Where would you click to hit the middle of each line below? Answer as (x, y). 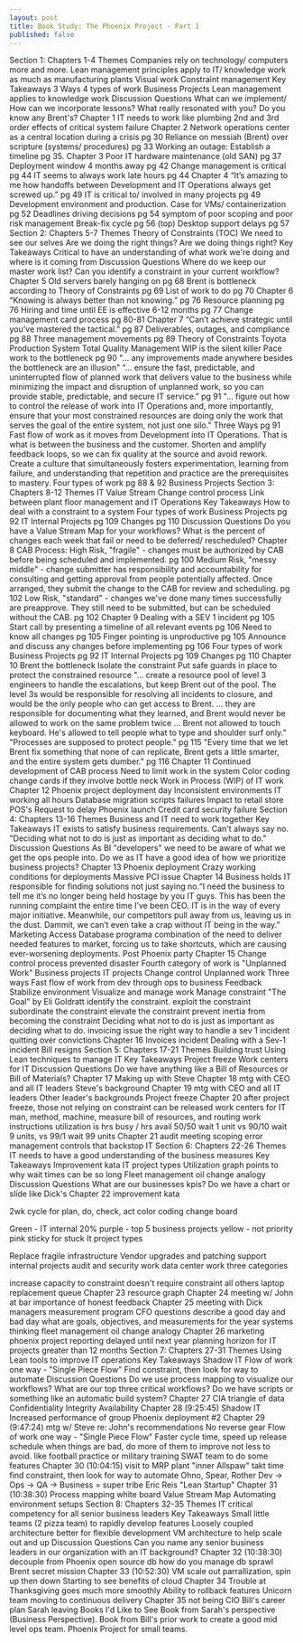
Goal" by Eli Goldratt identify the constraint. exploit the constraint (130, 1002)
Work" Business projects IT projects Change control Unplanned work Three (150, 973)
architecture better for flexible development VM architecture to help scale (146, 1533)
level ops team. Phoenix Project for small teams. (98, 1629)
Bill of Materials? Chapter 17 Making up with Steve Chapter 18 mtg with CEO (150, 1079)
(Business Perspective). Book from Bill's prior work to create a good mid (143, 1619)
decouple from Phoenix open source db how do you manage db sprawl (141, 1562)
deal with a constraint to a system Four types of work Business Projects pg (148, 512)
